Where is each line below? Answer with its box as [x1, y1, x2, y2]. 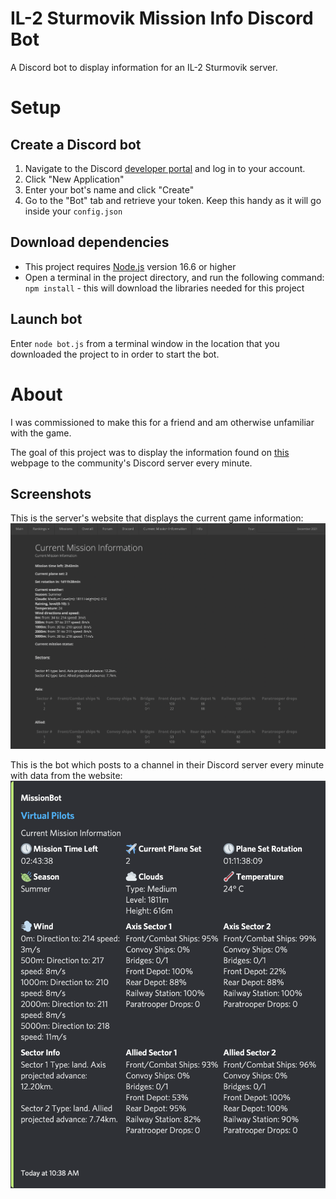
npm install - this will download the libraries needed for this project [24, 282, 305, 294]
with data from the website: [10, 770, 123, 782]
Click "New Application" [24, 173, 125, 185]
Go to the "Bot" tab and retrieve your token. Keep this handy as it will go [24, 194, 322, 206]
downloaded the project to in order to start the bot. [10, 348, 220, 360]
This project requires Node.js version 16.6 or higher [24, 260, 237, 272]
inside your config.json [24, 205, 123, 217]
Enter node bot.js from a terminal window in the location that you [10, 337, 280, 349]
